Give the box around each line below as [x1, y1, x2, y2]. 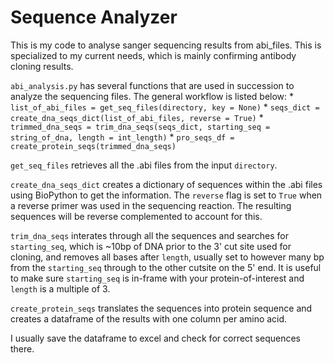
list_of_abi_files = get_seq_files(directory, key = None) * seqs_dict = [10, 101, 320, 113]
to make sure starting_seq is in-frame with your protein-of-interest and [10, 272, 305, 284]
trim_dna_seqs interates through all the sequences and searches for [10, 229, 290, 241]
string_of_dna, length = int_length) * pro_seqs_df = [10, 131, 235, 143]
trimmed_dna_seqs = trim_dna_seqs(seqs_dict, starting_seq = [10, 122, 271, 132]
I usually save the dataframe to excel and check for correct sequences [10, 332, 301, 344]
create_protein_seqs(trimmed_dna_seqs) [10, 141, 177, 151]
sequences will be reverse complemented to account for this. [10, 210, 263, 222]
